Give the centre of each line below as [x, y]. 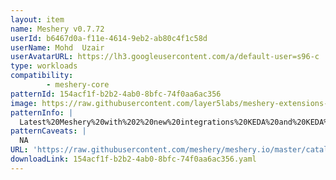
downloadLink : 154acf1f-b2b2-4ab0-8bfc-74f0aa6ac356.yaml [133, 159]
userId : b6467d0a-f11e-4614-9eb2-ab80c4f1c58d [109, 38]
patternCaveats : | [48, 131]
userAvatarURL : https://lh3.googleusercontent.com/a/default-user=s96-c [165, 57]
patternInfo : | [42, 112]
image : [24, 103]
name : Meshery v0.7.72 [57, 29]
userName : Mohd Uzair [57, 47]
